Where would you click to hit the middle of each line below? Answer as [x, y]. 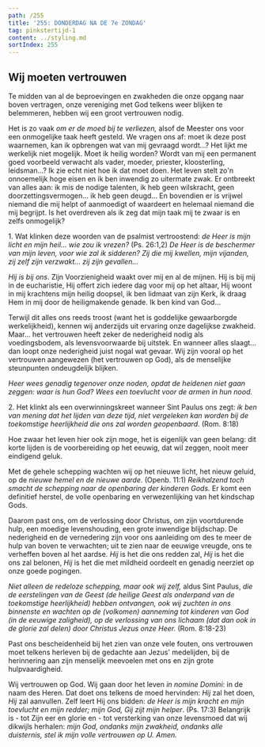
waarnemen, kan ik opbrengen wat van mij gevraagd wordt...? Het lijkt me [128, 145]
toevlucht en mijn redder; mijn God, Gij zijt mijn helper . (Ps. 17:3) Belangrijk [129, 709]
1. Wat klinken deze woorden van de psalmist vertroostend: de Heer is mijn [129, 236]
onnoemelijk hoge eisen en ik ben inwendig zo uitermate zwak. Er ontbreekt [132, 178]
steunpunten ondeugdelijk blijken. [63, 368]
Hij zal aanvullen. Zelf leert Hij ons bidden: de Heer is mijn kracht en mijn [127, 701]
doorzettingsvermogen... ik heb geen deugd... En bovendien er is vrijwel [125, 196]
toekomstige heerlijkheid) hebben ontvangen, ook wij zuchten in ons [120, 603]
